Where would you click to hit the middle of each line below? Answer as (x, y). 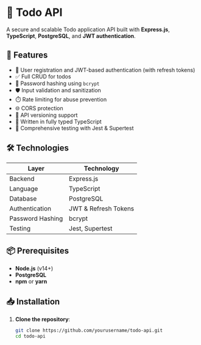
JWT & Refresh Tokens (102, 209)
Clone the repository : (43, 319)
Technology (101, 168)
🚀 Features (27, 55)
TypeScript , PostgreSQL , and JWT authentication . (71, 35)
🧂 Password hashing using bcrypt (57, 83)
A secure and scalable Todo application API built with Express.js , (88, 29)
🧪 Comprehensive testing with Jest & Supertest (74, 128)
